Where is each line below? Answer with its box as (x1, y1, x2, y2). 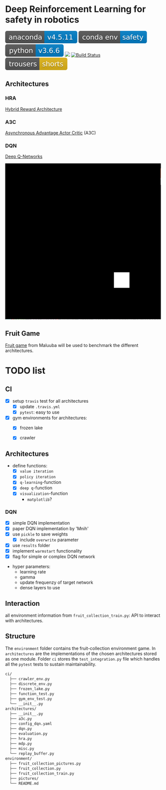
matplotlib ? (27, 496, 52, 502)
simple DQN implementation (12, 520, 70, 526)
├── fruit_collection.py (9, 766, 61, 771)
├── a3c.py (9, 716, 32, 721)
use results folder (12, 543, 51, 549)
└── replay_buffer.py (9, 751, 55, 756)
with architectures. (5, 618, 44, 624)
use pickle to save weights (12, 531, 68, 537)
